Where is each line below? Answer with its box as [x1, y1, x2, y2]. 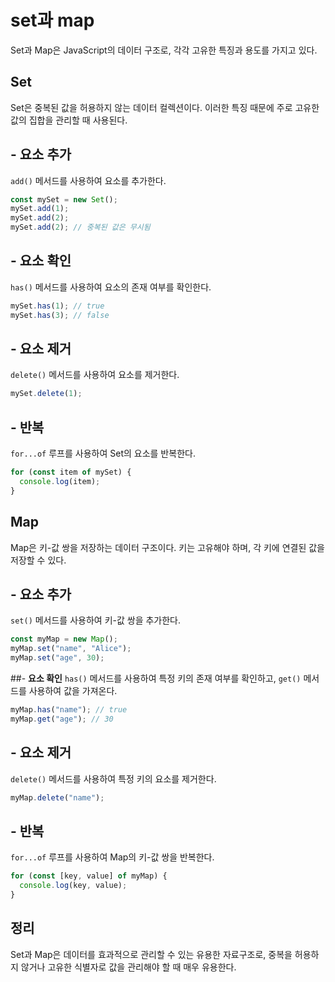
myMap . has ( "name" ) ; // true [10, 705, 128, 715]
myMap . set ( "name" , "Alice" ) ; [10, 644, 132, 654]
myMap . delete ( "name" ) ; [10, 792, 105, 803]
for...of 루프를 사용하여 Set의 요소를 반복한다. [10, 447, 196, 460]
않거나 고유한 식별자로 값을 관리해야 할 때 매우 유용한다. [20, 961, 237, 973]
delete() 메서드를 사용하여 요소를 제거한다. [10, 369, 180, 381]
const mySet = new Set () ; [10, 194, 118, 205]
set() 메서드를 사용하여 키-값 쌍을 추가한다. [10, 614, 182, 626]
